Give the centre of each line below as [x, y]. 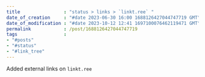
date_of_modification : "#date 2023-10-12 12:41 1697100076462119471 [97, 23]
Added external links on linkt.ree [49, 69]
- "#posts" [20, 40]
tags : [37, 35]
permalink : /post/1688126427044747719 [72, 29]
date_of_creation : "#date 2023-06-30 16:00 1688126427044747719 [97, 18]
